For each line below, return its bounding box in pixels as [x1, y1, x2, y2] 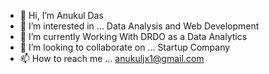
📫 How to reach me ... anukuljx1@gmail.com [19, 53, 205, 64]
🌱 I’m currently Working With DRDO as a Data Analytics [19, 31, 248, 42]
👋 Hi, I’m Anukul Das [19, 10, 104, 21]
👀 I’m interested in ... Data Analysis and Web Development [19, 20, 260, 32]
